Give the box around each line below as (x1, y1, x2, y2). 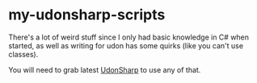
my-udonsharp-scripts (8, 6, 166, 24)
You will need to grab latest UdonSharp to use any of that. (8, 64, 201, 74)
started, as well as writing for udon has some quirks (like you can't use (8, 40, 244, 50)
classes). (8, 49, 39, 59)
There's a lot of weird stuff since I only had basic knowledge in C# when (8, 32, 249, 42)
